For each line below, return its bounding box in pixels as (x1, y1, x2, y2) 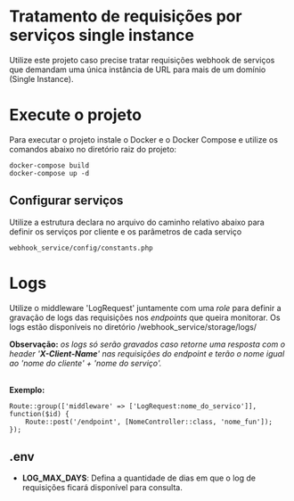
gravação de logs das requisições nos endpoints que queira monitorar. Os (9, 312, 281, 323)
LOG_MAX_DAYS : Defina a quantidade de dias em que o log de (21, 472, 257, 483)
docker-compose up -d (9, 168, 90, 177)
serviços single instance (9, 25, 194, 45)
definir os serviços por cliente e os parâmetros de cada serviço (9, 226, 242, 237)
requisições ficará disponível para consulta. (21, 482, 183, 493)
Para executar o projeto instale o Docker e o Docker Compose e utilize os (9, 134, 279, 144)
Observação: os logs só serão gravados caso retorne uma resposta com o (9, 339, 286, 349)
